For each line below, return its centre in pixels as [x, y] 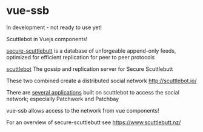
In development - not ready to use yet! [54, 27]
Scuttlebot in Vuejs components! [47, 39]
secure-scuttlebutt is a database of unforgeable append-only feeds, [91, 51]
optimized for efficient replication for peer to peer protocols [81, 57]
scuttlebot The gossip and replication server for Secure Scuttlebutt [90, 69]
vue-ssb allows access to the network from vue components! [83, 110]
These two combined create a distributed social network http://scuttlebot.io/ [101, 81]
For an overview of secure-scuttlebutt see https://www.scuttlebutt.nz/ [94, 122]
